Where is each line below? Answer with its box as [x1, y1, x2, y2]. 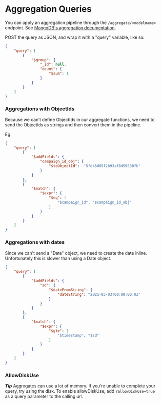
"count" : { [40, 67, 62, 71]
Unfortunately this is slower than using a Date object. [5, 255, 112, 261]
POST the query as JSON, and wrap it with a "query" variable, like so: [5, 34, 145, 40]
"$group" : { [31, 57, 56, 62]
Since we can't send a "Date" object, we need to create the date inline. [5, 250, 147, 256]
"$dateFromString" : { [48, 287, 93, 292]
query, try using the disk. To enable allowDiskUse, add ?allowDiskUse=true [5, 388, 155, 394]
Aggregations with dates [5, 239, 65, 246]
